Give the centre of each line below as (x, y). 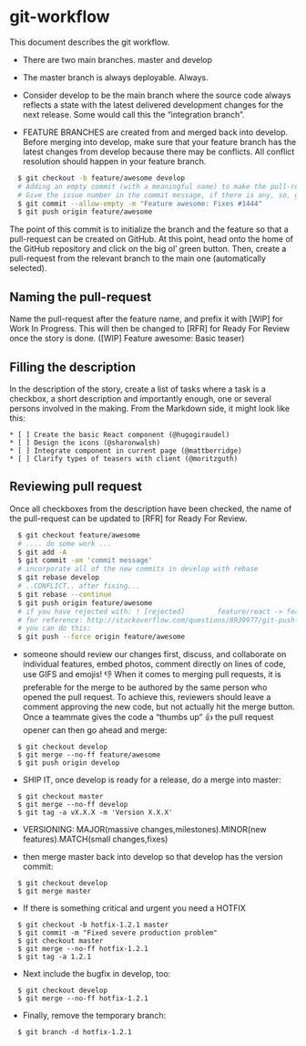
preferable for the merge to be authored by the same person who (145, 687)
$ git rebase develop (59, 578)
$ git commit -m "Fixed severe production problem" (118, 933)
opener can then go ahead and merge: (95, 730)
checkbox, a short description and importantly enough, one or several (140, 398)
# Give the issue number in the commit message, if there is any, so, (154, 195)
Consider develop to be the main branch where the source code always (157, 95)
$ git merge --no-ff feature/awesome (89, 755)
